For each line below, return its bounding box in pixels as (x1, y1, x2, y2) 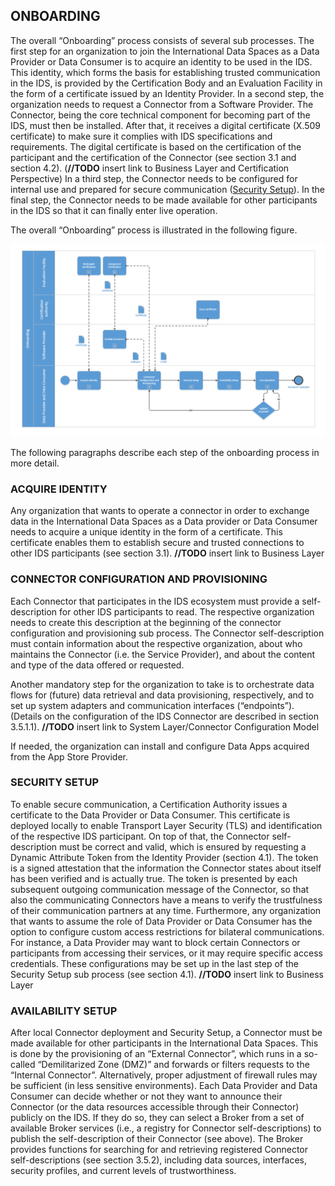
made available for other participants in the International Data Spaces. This (10, 1037, 319, 1049)
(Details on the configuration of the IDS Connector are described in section (10, 710, 319, 722)
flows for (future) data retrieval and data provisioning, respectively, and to (10, 689, 315, 701)
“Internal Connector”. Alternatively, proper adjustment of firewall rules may (10, 1069, 318, 1081)
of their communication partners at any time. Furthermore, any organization (10, 904, 322, 916)
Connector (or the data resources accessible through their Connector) (10, 1101, 300, 1113)
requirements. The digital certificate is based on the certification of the (10, 140, 302, 153)
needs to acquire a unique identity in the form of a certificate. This (10, 526, 283, 538)
